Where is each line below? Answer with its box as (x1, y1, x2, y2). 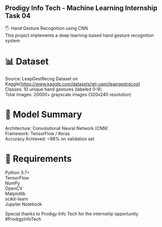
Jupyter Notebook (5, 201, 42, 207)
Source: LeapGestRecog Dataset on (5, 75, 78, 81)
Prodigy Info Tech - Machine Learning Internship (5, 4, 158, 12)
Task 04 (5, 12, 31, 20)
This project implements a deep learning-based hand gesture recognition (5, 32, 154, 38)
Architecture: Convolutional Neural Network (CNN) (5, 125, 108, 131)
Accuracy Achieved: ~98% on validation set (5, 136, 95, 142)
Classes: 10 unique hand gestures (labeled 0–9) (5, 86, 102, 92)
